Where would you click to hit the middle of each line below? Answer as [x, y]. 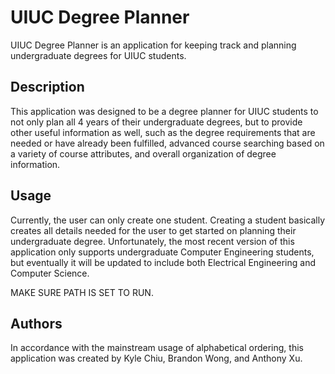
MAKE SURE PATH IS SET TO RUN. [82, 292]
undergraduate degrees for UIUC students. [98, 55]
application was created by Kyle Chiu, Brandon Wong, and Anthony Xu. [156, 358]
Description [47, 87]
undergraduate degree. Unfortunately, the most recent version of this [152, 241]
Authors [36, 323]
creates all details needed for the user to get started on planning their [153, 230]
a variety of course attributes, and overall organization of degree [143, 153]
